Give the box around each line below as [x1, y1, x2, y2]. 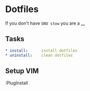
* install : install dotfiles [5, 48, 78, 53]
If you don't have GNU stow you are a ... [5, 20, 85, 26]
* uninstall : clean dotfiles [5, 53, 73, 58]
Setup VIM [5, 66, 39, 75]
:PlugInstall [5, 80, 28, 86]
